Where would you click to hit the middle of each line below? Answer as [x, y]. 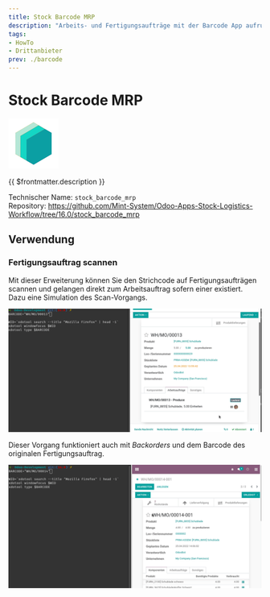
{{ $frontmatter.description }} [57, 181]
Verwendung [41, 240]
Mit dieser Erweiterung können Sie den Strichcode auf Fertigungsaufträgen [133, 280]
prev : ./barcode [35, 60]
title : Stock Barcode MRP [51, 17]
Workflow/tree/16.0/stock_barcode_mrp [74, 214]
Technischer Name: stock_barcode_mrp [72, 197]
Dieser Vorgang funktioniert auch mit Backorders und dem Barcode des [127, 445]
